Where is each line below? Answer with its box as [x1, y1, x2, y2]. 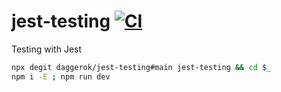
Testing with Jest [11, 43, 83, 55]
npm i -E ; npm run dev [11, 71, 111, 82]
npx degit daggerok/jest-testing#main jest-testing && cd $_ [11, 62, 272, 72]
